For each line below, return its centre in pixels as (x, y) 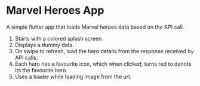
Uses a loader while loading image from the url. (73, 76)
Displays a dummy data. (44, 45)
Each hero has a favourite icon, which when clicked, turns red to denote (103, 64)
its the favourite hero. (41, 70)
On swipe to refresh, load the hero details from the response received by (104, 51)
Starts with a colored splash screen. (59, 38)
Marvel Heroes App (55, 10)
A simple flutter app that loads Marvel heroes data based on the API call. (95, 27)
